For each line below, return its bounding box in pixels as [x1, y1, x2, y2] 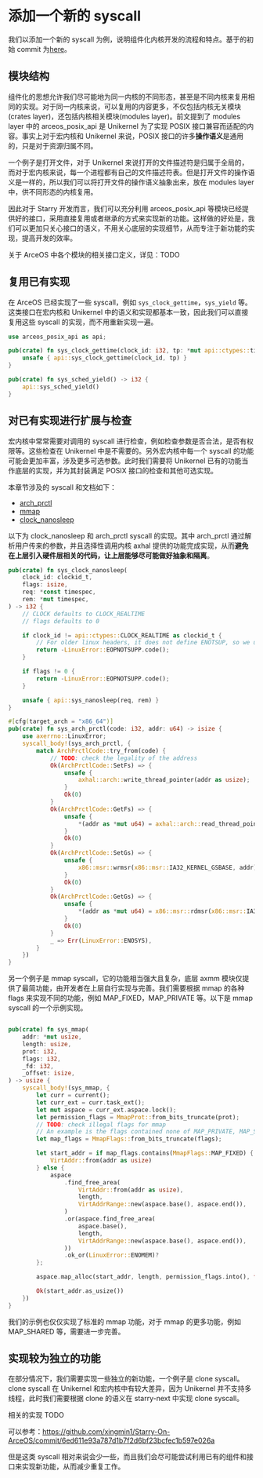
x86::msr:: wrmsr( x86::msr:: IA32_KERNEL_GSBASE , [77, 863, 236, 871]
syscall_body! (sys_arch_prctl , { [22, 739, 131, 747]
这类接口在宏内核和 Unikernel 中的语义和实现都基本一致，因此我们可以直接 [8, 307, 249, 316]
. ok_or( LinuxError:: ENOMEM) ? [63, 1251, 159, 1260]
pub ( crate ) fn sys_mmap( [8, 1026, 89, 1034]
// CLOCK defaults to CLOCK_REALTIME [22, 610, 146, 618]
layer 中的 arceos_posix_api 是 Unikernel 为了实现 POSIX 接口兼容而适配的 [8, 121, 247, 130]
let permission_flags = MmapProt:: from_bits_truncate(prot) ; [36, 1113, 240, 1121]
